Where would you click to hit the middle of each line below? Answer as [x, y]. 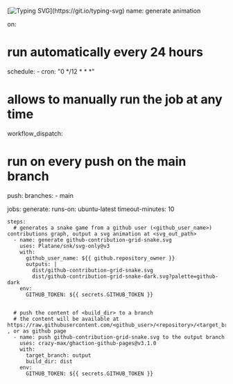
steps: [17, 222]
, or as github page [37, 331]
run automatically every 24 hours [105, 52]
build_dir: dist [49, 361]
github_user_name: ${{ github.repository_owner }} [100, 258]
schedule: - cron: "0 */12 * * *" [51, 71]
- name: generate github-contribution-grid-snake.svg [93, 240]
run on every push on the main [97, 161]
